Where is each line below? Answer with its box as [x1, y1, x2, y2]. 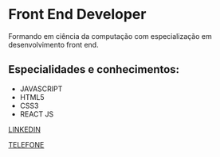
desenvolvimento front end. [8, 40, 99, 49]
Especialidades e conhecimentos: [8, 63, 180, 76]
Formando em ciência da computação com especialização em [8, 31, 213, 40]
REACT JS [19, 109, 54, 119]
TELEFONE [8, 140, 45, 149]
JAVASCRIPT [19, 84, 63, 94]
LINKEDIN [8, 124, 41, 134]
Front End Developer [8, 6, 147, 23]
